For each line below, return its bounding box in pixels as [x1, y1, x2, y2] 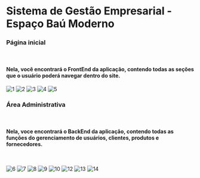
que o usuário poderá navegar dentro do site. [6, 72, 121, 79]
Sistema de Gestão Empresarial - [6, 4, 172, 18]
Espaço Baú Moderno [6, 17, 115, 31]
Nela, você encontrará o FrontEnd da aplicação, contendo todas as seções [6, 66, 194, 73]
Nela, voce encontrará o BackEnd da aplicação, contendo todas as [6, 128, 174, 135]
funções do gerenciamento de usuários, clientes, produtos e [6, 134, 159, 141]
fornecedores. [6, 140, 43, 147]
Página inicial [6, 38, 46, 47]
